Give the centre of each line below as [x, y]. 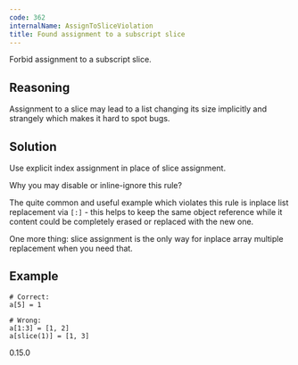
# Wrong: [25, 320]
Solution [33, 147]
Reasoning [40, 87]
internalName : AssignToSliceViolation [81, 26]
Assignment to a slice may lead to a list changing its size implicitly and [138, 109]
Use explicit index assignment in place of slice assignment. [117, 168]
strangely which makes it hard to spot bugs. [90, 119]
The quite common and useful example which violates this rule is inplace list [149, 203]
